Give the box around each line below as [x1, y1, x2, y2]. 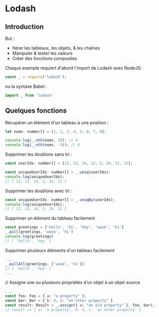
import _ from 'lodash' [5, 93, 54, 98]
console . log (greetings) [5, 234, 54, 239]
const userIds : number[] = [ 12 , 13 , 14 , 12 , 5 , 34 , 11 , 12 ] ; [5, 161, 133, 166]
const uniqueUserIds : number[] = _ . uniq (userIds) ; [5, 170, 111, 175]
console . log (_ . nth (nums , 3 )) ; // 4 [5, 138, 78, 143]
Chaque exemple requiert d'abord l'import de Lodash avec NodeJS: [5, 65, 142, 71]
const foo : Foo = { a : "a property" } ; [5, 293, 87, 299]
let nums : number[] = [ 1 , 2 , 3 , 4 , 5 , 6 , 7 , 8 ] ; [5, 129, 106, 134]
